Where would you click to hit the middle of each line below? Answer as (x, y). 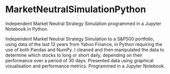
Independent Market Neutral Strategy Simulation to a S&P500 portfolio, (80, 39)
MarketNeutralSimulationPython (76, 9)
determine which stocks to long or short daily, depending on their (74, 55)
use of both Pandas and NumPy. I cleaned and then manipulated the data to (85, 50)
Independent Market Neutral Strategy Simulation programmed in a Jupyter (83, 23)
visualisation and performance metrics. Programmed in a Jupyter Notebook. (85, 66)
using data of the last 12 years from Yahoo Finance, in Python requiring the (84, 44)
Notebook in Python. (27, 29)
